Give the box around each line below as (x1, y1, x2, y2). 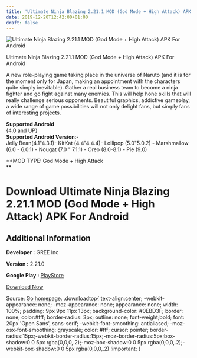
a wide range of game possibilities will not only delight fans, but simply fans (6, 103, 190, 110)
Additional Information (6, 233, 91, 243)
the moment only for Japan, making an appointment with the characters (6, 78, 180, 85)
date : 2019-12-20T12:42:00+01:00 (6, 14, 88, 20)
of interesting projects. (6, 109, 61, 116)
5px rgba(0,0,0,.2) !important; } (65, 345, 141, 353)
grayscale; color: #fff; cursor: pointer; (57, 327, 149, 334)
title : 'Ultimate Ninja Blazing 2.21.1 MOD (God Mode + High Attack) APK (6, 8, 192, 15)
